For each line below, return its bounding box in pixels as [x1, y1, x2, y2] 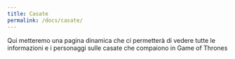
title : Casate [7, 10, 49, 18]
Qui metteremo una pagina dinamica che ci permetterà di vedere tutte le [7, 36, 216, 44]
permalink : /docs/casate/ [7, 17, 83, 24]
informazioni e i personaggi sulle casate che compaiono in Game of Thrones [7, 44, 228, 52]
